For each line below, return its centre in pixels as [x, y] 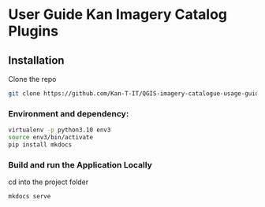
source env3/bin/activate [50, 138]
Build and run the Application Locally [80, 164]
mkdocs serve [30, 197]
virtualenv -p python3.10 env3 [60, 130]
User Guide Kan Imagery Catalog [118, 15]
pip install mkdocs [40, 144]
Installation [36, 60]
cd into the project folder [49, 182]
